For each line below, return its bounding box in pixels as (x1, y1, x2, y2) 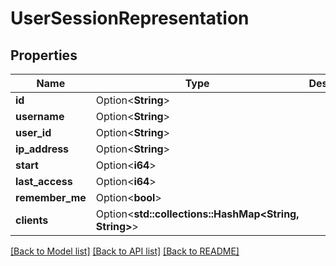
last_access (15, 175, 73, 188)
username (15, 110, 65, 123)
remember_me (15, 191, 87, 204)
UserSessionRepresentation (10, 7, 250, 30)
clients (15, 213, 49, 227)
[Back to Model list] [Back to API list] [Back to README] (10, 245, 240, 257)
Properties (10, 47, 78, 64)
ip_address (15, 142, 70, 156)
